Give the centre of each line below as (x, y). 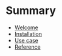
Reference (27, 47)
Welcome (26, 27)
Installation (28, 33)
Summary (31, 11)
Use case (26, 40)
